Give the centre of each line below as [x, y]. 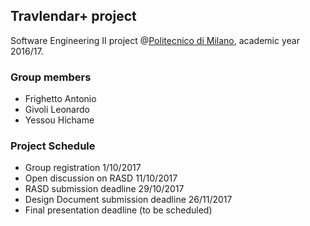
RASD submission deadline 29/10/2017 [104, 189]
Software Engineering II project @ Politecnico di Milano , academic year [155, 40]
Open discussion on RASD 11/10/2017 [101, 178]
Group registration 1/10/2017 [83, 168]
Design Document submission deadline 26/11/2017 [128, 200]
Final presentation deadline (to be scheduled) [118, 210]
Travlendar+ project [73, 16]
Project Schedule [53, 146]
